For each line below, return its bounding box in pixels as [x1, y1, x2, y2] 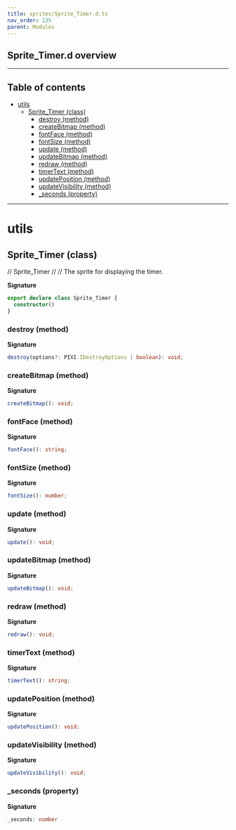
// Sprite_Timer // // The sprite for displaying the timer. [7, 268, 164, 275]
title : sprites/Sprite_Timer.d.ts [7, 10, 109, 18]
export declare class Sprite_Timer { [7, 294, 118, 301]
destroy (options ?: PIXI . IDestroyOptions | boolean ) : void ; [7, 354, 184, 361]
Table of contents [7, 82, 86, 93]
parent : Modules [7, 23, 55, 30]
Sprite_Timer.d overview [7, 49, 117, 61]
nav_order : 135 [7, 17, 52, 24]
